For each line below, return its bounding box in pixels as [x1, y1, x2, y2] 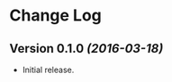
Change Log [9, 5, 102, 26]
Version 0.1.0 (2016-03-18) [9, 41, 164, 56]
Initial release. [22, 64, 75, 75]
